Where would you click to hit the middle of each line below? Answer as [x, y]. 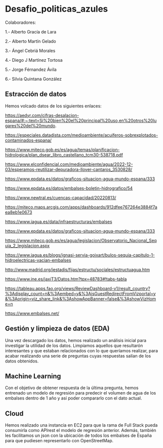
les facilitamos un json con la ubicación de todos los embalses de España [78, 435]
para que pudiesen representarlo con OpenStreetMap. [59, 441]
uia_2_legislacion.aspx [27, 245]
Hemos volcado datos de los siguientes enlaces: [53, 106]
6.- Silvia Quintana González [33, 79]
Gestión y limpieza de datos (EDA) [57, 329]
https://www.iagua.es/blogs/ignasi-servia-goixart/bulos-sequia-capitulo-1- [80, 255]
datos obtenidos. [22, 361]
